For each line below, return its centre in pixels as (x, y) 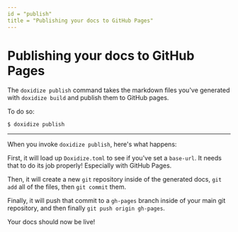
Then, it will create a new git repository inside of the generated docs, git (114, 179)
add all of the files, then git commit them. (67, 187)
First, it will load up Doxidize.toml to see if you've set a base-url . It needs (114, 158)
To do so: (21, 111)
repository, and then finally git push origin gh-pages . (86, 208)
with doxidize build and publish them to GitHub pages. (88, 98)
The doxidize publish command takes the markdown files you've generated (119, 90)
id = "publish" (30, 14)
